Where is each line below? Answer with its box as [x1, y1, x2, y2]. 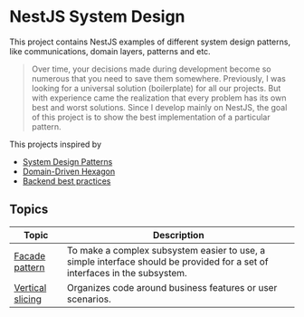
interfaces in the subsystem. [66, 266, 187, 279]
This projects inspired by [9, 139, 102, 149]
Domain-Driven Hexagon [22, 166, 116, 177]
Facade [14, 249, 46, 262]
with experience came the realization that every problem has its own [31, 92, 287, 103]
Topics [9, 202, 49, 217]
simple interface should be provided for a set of [66, 255, 269, 268]
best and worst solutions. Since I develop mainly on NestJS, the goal [31, 101, 288, 112]
